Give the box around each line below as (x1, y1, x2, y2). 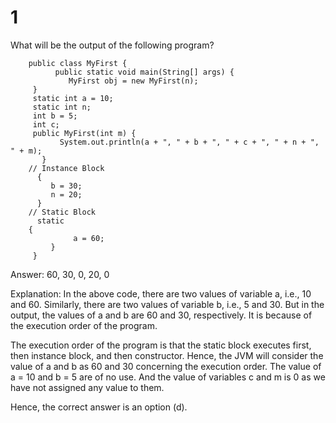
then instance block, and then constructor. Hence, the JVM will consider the (10, 349, 324, 361)
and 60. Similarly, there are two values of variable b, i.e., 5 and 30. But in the (10, 298, 325, 310)
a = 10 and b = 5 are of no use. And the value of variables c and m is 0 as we (10, 371, 326, 383)
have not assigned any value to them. (10, 381, 165, 393)
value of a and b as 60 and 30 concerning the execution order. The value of (10, 360, 322, 372)
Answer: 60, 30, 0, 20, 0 (10, 268, 110, 280)
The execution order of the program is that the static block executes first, (10, 339, 312, 351)
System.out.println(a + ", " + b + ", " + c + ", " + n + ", (59, 137, 320, 147)
